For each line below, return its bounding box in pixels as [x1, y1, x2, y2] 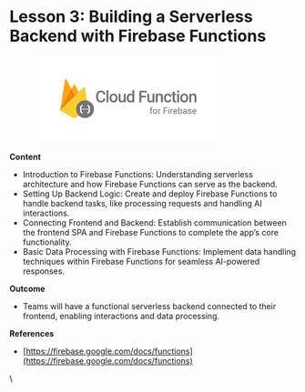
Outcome [9, 283, 46, 294]
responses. [22, 266, 66, 276]
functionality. [22, 236, 72, 247]
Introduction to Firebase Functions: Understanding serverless [22, 168, 253, 179]
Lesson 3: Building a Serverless [9, 6, 253, 27]
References [9, 327, 55, 338]
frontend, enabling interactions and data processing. [22, 310, 220, 321]
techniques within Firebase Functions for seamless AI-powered [22, 256, 260, 266]
